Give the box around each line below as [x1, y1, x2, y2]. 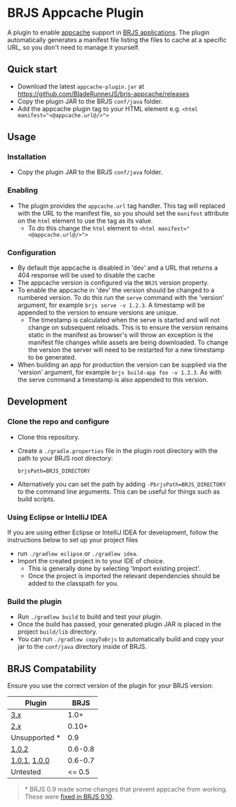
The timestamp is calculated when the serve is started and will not [27, 316, 220, 324]
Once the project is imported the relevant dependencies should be [27, 572, 221, 580]
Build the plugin [7, 596, 62, 606]
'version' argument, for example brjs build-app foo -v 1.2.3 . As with [17, 368, 222, 376]
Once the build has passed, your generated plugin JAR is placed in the [17, 620, 221, 629]
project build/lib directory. [17, 627, 98, 636]
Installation [7, 152, 47, 162]
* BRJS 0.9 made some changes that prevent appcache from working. [24, 785, 228, 794]
